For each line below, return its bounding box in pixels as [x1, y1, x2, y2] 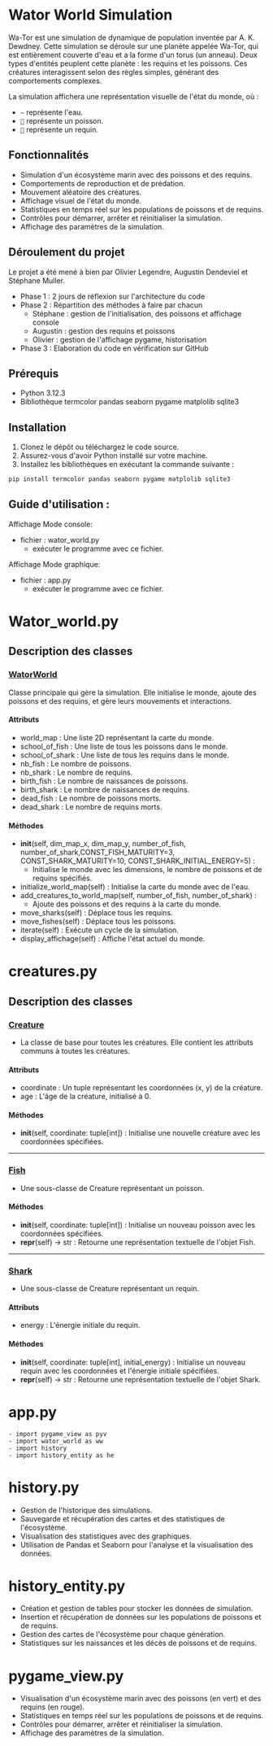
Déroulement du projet [8, 246, 125, 260]
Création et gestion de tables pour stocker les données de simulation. [19, 1604, 253, 1613]
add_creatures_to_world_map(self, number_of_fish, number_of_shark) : [19, 891, 258, 901]
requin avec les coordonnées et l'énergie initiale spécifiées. [19, 1365, 219, 1376]
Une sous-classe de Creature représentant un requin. [19, 1284, 200, 1294]
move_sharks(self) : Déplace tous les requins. [19, 908, 173, 918]
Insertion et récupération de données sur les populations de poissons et [19, 1613, 262, 1622]
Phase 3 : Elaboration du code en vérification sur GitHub [19, 343, 209, 353]
